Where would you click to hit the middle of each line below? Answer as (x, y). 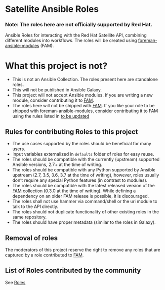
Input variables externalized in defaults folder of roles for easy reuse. (83, 154)
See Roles (15, 282)
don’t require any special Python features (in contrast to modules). (80, 180)
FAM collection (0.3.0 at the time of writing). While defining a (74, 191)
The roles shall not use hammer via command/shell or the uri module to (85, 202)
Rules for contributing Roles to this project (72, 132)
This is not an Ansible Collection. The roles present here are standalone (85, 80)
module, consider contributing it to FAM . (53, 100)
